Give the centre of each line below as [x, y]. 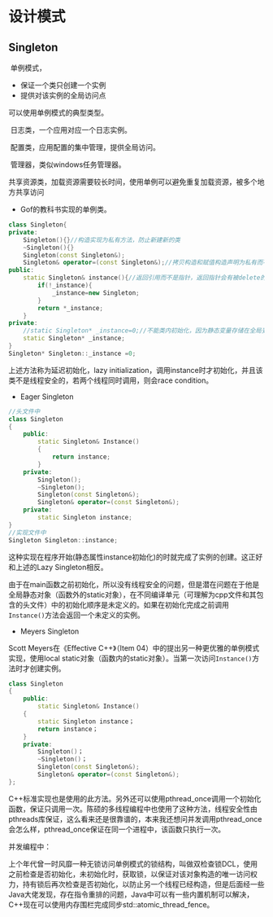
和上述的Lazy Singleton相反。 [58, 567]
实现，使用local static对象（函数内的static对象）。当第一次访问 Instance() [130, 658]
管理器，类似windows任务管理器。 [68, 165]
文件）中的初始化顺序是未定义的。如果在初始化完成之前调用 [129, 604]
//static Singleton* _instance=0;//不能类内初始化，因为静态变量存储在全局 [142, 331]
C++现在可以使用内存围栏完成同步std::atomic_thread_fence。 [111, 904]
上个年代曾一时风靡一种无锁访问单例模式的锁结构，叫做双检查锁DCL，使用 [133, 863]
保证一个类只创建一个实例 [63, 85]
